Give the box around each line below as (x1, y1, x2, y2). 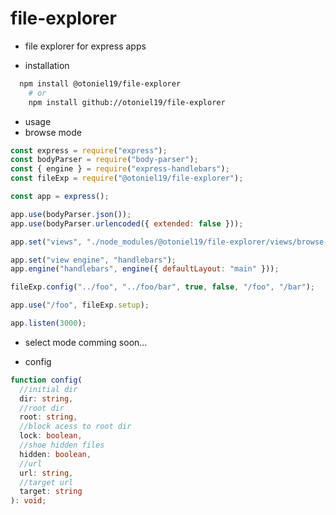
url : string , (19, 468, 74, 478)
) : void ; (10, 496, 47, 506)
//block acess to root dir (19, 422, 132, 432)
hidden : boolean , (19, 449, 92, 459)
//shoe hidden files (19, 440, 105, 451)
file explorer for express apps (24, 40, 147, 52)
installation (24, 59, 70, 71)
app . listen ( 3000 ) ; (10, 318, 87, 329)
